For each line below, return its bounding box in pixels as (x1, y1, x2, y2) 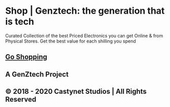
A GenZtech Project (5, 70, 69, 79)
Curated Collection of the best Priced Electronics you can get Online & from (5, 32, 163, 39)
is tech (5, 16, 35, 27)
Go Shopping (5, 53, 47, 61)
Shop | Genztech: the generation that (5, 5, 165, 17)
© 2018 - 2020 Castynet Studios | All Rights (5, 87, 147, 96)
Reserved (5, 95, 37, 104)
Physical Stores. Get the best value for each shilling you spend (5, 38, 136, 44)
